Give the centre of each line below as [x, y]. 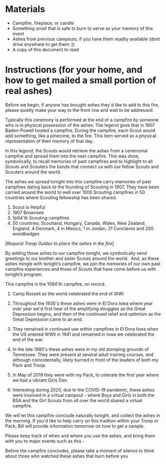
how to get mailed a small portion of [81, 80]
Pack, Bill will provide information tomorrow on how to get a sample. [75, 426]
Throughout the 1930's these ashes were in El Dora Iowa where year [83, 303]
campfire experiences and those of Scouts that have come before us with [81, 269]
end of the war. [28, 339]
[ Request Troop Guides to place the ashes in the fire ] [60, 243]
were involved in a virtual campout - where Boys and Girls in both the [83, 395]
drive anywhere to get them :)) [44, 44]
